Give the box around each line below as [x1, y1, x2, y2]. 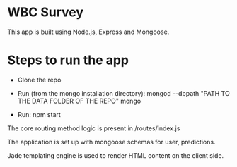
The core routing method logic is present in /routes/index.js [7, 124, 180, 132]
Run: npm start [17, 110, 62, 118]
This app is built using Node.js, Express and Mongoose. [7, 27, 170, 36]
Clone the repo [17, 75, 62, 84]
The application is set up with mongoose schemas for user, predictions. [7, 137, 216, 146]
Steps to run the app [7, 52, 129, 68]
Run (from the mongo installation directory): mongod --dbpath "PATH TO [17, 89, 230, 97]
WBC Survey [7, 4, 83, 20]
